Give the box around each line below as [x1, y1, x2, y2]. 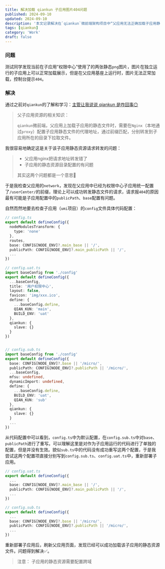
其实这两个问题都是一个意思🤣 [17, 172, 76, 178]
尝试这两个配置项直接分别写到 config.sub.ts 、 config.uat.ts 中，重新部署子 [5, 453, 157, 458]
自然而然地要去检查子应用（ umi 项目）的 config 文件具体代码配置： [5, 205, 137, 211]
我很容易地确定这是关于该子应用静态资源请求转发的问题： [5, 145, 121, 151]
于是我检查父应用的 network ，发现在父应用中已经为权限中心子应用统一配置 [5, 183, 154, 189]
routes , [9, 238, 26, 243]
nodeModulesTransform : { [9, 225, 60, 229]
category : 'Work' [5, 30, 41, 35]
